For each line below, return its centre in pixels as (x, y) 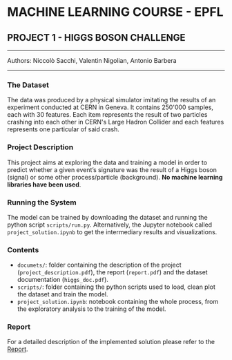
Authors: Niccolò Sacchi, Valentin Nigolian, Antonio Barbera (92, 60)
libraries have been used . (44, 184)
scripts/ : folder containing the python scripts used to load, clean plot (116, 287)
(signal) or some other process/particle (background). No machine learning (115, 177)
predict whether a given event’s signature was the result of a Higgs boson (112, 169)
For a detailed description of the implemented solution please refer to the (111, 342)
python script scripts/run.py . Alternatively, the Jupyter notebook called (110, 225)
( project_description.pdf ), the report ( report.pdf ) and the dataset (113, 272)
